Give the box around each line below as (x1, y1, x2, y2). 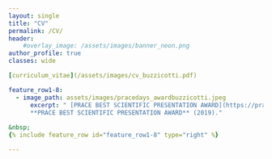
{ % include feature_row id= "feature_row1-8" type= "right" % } (8, 131, 219, 140)
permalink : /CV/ (8, 27, 63, 35)
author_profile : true (8, 49, 82, 57)
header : (8, 34, 35, 43)
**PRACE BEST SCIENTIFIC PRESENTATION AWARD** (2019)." (29, 108, 223, 117)
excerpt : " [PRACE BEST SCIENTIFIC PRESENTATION (29, 101, 198, 109)
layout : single (8, 11, 60, 20)
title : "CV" (8, 19, 49, 27)
